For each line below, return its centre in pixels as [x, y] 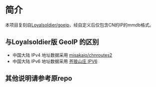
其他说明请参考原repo [39, 78]
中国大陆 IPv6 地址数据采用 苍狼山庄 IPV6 [55, 61]
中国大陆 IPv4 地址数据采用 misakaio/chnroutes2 [62, 55]
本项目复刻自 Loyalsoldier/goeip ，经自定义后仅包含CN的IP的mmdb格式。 [79, 25]
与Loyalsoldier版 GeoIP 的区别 [52, 42]
